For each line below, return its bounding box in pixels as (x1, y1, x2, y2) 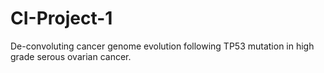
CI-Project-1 (10, 7, 113, 30)
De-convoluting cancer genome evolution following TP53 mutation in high (10, 40, 315, 52)
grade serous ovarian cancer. (10, 50, 132, 62)
